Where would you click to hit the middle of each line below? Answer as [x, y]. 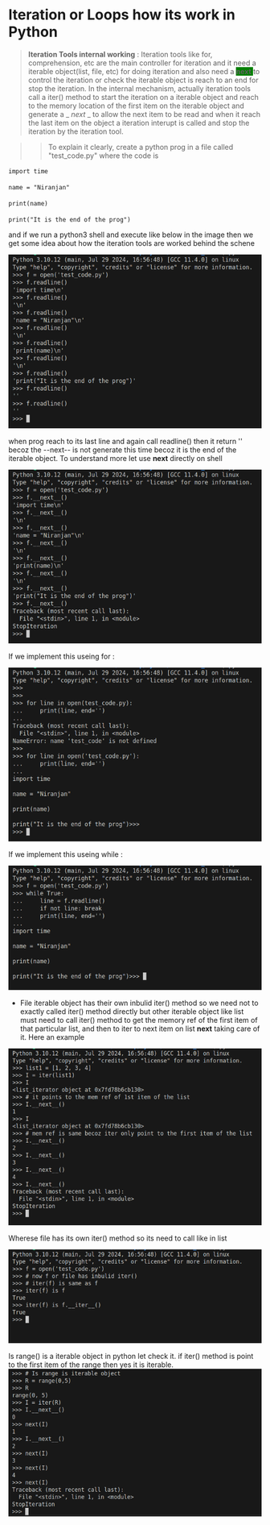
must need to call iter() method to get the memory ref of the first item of [139, 1020]
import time [28, 171]
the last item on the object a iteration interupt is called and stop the [139, 123]
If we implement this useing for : [61, 656]
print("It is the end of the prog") [70, 219]
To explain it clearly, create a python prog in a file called [141, 147]
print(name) [28, 203]
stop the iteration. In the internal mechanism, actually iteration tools [139, 88]
